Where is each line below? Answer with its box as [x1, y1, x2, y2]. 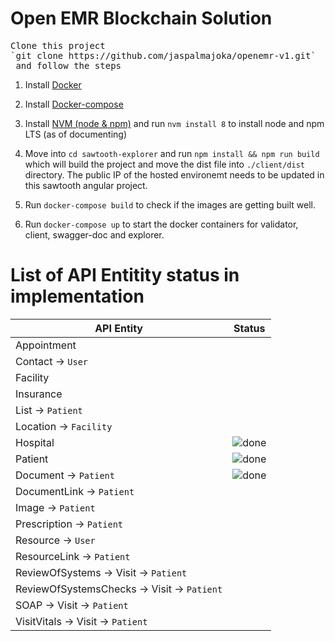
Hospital [15, 435, 55, 449]
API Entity [94, 321, 143, 335]
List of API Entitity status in [10, 264, 240, 287]
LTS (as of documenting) [24, 128, 128, 140]
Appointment [15, 338, 77, 352]
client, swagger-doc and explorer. [24, 228, 165, 241]
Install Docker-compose [24, 98, 124, 110]
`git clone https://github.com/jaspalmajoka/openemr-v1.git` [10, 50, 317, 61]
